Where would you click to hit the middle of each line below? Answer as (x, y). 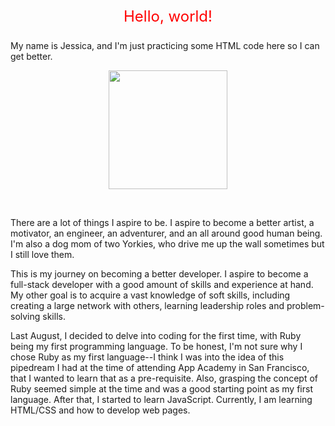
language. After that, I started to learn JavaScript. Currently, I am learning (161, 399)
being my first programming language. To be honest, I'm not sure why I (156, 346)
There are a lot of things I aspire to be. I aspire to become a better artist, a (162, 222)
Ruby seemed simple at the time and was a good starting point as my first (161, 389)
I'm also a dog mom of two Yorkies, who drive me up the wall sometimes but (167, 244)
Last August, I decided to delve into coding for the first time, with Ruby (156, 335)
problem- (305, 305)
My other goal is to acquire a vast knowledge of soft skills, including (150, 295)
